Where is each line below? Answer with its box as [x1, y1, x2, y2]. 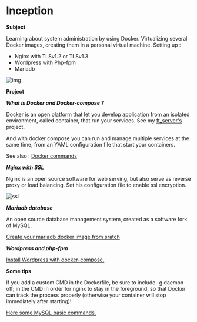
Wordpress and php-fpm [6, 244, 68, 251]
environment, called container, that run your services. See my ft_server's [6, 117, 182, 124]
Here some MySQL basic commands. [6, 309, 96, 316]
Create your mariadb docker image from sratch [6, 233, 121, 240]
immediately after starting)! [6, 297, 72, 304]
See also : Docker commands [6, 152, 78, 160]
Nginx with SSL [6, 164, 44, 171]
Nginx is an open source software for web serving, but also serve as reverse [6, 175, 191, 182]
